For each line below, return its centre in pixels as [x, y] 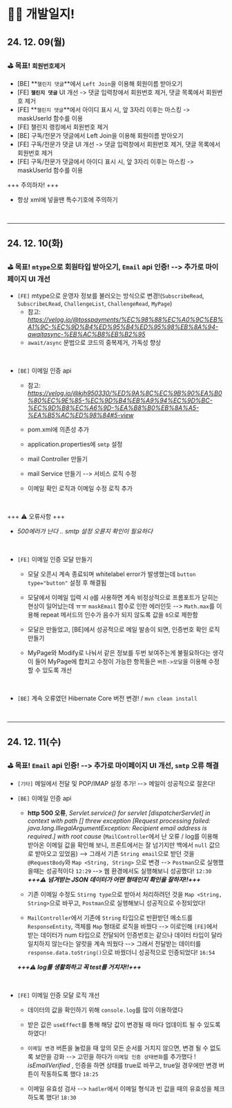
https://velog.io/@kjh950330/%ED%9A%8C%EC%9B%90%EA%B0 [125, 393]
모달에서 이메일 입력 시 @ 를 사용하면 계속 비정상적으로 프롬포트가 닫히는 [123, 597]
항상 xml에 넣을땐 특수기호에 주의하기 [68, 199]
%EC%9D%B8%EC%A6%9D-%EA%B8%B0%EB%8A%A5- [113, 408]
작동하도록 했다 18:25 [69, 1074]
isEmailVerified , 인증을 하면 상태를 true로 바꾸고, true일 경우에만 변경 [122, 1065]
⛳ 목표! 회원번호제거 [36, 65]
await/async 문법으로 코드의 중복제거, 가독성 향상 [94, 342]
